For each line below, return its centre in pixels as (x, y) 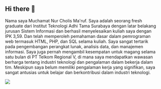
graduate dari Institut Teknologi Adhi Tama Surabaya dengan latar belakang (81, 26)
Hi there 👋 (20, 9)
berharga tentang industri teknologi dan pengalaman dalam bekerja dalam (79, 62)
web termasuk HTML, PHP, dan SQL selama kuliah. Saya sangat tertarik (77, 41)
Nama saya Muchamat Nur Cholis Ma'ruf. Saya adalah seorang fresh (74, 20)
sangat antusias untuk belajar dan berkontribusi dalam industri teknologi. (78, 72)
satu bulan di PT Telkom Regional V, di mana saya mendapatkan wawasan (79, 57)
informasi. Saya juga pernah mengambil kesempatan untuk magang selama (80, 52)
